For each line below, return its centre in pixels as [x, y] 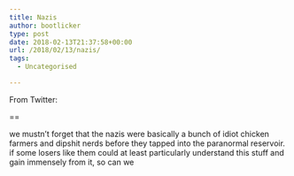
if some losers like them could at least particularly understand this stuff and [147, 152]
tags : [19, 58]
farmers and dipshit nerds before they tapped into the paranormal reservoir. [147, 143]
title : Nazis [33, 17]
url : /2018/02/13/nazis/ [55, 50]
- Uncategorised [47, 67]
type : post [29, 34]
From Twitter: [33, 99]
